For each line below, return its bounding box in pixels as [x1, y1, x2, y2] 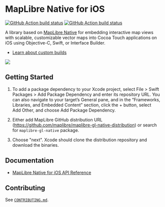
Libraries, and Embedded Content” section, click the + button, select [12, 102, 152, 108]
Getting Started [5, 73, 54, 82]
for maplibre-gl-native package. [12, 127, 79, 133]
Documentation [5, 157, 54, 165]
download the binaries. [12, 142, 59, 148]
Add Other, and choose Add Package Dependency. [12, 107, 116, 113]
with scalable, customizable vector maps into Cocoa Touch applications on [5, 35, 157, 41]
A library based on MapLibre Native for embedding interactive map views [5, 29, 154, 35]
